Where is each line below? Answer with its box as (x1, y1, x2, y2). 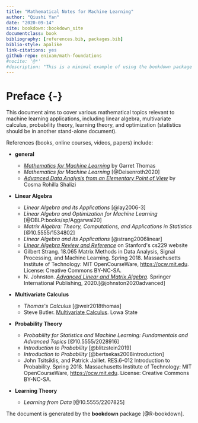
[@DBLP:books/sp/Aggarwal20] (23, 217, 102, 224)
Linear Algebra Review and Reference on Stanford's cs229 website (23, 242, 188, 249)
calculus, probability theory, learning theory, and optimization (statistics (6, 121, 181, 129)
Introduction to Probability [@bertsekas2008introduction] (23, 351, 164, 358)
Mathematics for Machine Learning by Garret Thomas (23, 162, 156, 169)
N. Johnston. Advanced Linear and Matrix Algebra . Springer (23, 273, 171, 280)
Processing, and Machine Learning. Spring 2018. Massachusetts (23, 254, 181, 261)
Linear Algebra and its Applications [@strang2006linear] (23, 235, 162, 243)
